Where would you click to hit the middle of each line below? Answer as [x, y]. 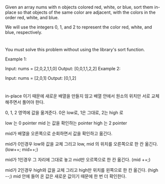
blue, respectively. [24, 32]
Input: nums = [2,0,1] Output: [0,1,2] [41, 78]
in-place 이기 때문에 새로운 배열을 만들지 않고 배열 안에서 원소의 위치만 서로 [78, 96]
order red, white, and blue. [32, 17]
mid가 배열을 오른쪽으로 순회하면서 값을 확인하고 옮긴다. [59, 134]
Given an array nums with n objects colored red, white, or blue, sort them [79, 7]
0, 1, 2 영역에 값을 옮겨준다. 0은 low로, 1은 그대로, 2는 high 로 [64, 113]
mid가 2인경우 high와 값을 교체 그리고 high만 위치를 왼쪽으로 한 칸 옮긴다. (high [82, 170]
